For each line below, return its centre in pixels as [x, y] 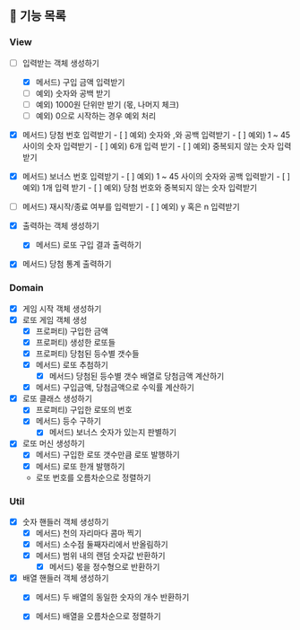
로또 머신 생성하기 [53, 443]
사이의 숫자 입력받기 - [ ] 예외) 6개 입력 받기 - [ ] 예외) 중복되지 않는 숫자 [148, 146]
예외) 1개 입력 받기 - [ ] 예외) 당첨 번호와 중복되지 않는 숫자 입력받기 [140, 188]
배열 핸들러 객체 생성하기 [65, 578]
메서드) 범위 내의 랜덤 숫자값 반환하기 [100, 556]
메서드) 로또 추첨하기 [72, 364]
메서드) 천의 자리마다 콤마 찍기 [88, 533]
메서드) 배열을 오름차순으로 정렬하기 [98, 617]
